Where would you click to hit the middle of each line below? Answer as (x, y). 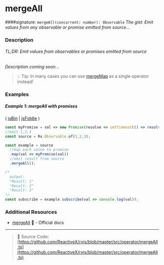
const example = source (29, 145)
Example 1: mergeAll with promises (41, 106)
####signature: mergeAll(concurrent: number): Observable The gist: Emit (79, 22)
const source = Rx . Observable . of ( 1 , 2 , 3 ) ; (48, 136)
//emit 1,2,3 (18, 132)
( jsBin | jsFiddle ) (22, 118)
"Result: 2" (22, 186)
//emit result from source (37, 159)
